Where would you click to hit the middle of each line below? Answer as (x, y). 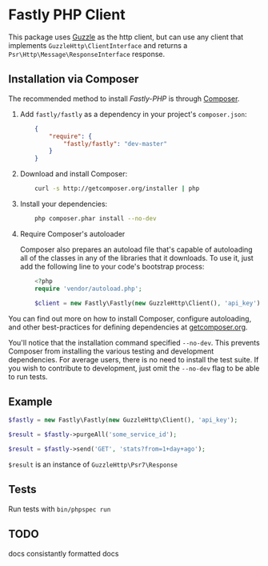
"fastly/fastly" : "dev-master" (115, 144)
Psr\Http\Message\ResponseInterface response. (87, 54)
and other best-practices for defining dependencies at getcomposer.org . (128, 327)
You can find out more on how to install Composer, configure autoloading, (130, 318)
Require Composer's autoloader (72, 233)
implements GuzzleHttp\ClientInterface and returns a (98, 45)
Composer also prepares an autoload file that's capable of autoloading (136, 249)
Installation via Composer (74, 79)
